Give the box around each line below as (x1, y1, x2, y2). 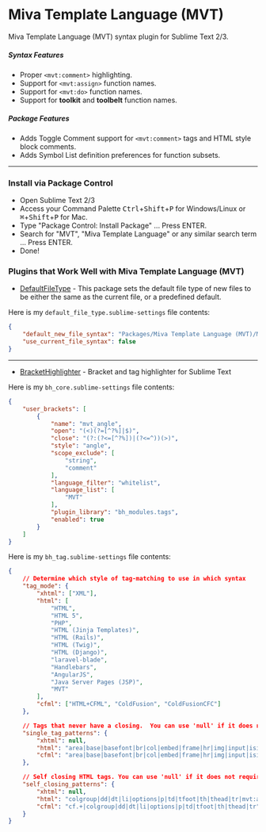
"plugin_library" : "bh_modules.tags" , (50, 508, 179, 516)
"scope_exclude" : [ (50, 450, 115, 458)
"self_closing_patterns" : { (22, 780, 115, 788)
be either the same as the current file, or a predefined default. (19, 292, 222, 302)
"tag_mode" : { (22, 582, 69, 590)
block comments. (19, 141, 77, 151)
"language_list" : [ (50, 486, 115, 494)
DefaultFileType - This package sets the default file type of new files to (19, 284, 252, 293)
